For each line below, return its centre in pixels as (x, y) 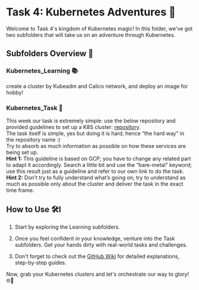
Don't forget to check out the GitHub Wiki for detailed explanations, (97, 256)
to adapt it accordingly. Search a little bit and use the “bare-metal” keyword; (99, 165)
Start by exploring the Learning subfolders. (67, 227)
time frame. (20, 190)
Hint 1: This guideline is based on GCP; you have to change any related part (99, 158)
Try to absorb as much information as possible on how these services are (96, 146)
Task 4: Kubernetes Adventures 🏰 (91, 12)
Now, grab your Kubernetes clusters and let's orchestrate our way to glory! (97, 274)
